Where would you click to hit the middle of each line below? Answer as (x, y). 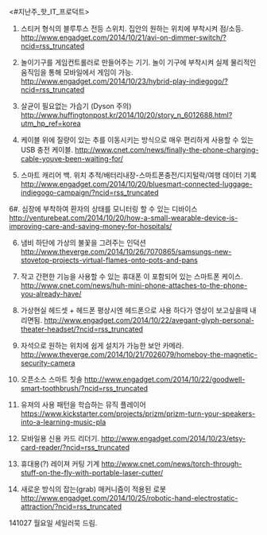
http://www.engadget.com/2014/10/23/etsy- (173, 438)
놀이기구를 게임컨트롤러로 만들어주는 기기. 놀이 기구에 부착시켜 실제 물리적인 (138, 62)
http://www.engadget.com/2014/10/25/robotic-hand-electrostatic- (129, 498)
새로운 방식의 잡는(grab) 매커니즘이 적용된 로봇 (93, 489)
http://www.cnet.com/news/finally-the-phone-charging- (167, 150)
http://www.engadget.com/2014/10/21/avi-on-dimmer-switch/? (124, 37)
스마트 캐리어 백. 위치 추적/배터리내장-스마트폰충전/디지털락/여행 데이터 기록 (139, 175)
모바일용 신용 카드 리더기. (60, 438)
